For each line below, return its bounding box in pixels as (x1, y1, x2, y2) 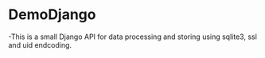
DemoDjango (8, 6, 96, 24)
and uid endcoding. (8, 40, 72, 49)
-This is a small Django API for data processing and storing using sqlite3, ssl (8, 32, 257, 41)
